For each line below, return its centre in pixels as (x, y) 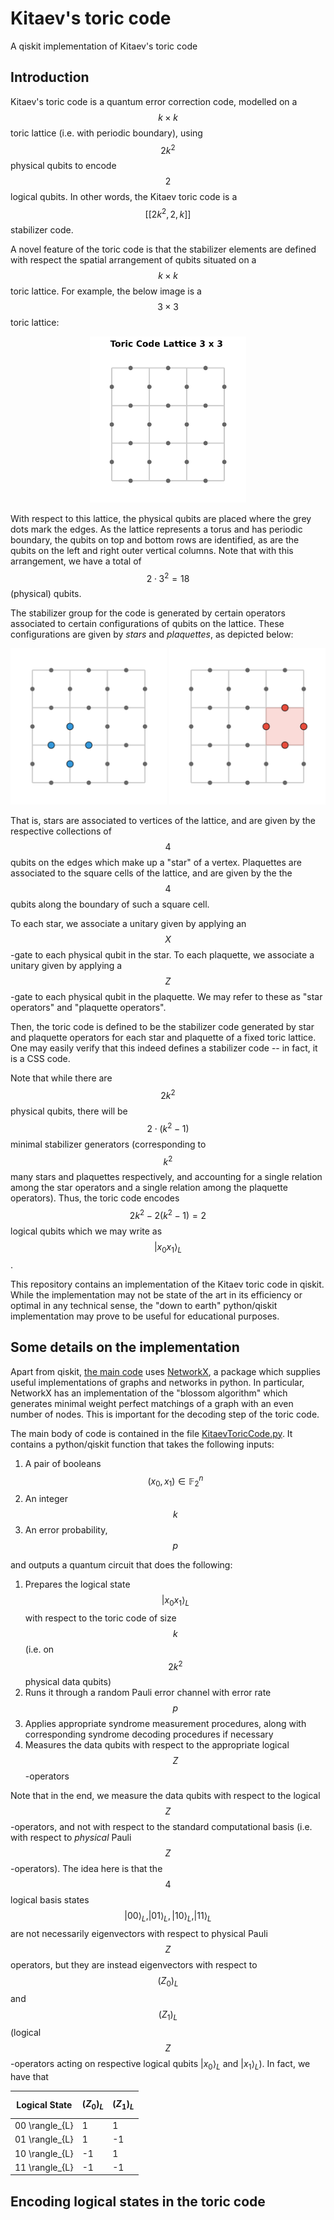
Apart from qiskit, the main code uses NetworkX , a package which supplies (165, 1371)
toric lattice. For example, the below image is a (106, 291)
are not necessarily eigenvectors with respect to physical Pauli (139, 1934)
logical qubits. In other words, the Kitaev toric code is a (124, 197)
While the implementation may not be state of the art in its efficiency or (156, 1294)
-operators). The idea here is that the (86, 1869)
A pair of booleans (63, 1463)
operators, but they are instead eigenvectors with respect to (134, 1965)
